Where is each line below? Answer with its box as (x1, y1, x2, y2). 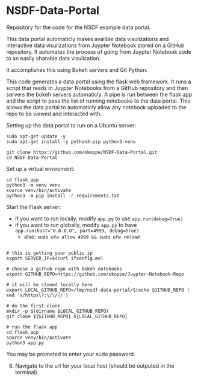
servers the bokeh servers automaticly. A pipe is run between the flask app (6, 91, 193, 98)
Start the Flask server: (6, 203, 61, 210)
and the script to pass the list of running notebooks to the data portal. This (6, 97, 191, 104)
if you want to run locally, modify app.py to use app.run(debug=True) (14, 215, 184, 222)
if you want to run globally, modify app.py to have (14, 221, 137, 228)
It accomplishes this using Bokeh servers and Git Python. (6, 66, 148, 73)
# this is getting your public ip (6, 250, 93, 256)
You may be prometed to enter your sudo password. (6, 350, 135, 357)
